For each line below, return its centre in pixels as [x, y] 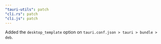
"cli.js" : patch [21, 18]
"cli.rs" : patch [21, 14]
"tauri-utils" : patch [27, 9]
